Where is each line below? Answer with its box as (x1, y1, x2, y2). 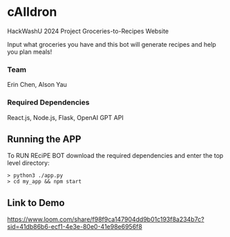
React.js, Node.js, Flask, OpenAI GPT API (7, 113, 124, 121)
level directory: (7, 159, 50, 167)
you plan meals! (7, 48, 52, 56)
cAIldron (7, 4, 57, 20)
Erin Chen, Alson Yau (7, 81, 68, 89)
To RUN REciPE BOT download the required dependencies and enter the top (7, 152, 224, 160)
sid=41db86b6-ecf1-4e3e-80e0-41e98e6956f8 (7, 223, 143, 231)
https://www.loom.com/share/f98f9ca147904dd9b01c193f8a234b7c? (7, 215, 205, 224)
